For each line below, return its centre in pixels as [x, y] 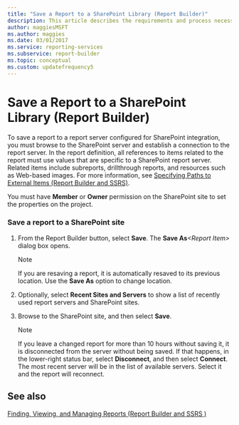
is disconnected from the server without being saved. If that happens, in [123, 351]
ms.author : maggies [36, 34]
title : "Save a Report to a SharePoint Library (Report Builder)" [108, 14]
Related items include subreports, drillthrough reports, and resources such [117, 168]
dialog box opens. [44, 245]
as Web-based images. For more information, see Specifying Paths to [109, 175]
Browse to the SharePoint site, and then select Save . [95, 316]
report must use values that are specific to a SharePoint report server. [110, 160]
